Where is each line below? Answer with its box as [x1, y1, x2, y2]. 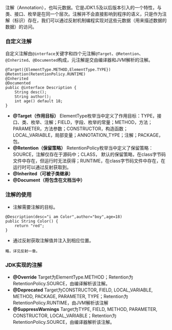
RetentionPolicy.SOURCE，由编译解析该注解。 [12, 280, 111, 286]
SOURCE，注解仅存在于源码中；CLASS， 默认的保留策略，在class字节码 [12, 151, 166, 158]
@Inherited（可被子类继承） [12, 171, 73, 177]
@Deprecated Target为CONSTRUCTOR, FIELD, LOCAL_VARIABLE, [12, 287, 153, 293]
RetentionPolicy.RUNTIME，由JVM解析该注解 [12, 300, 109, 306]
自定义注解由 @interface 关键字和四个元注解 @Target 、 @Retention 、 [5, 50, 144, 57]
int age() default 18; [14, 99, 63, 104]
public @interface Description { [5, 85, 77, 90]
